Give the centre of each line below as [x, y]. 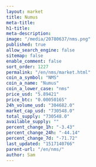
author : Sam [21, 155]
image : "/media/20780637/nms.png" [49, 39]
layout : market [25, 12]
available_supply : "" [33, 122]
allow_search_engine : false [41, 50]
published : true [26, 45]
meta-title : [21, 23]
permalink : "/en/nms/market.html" [49, 72]
